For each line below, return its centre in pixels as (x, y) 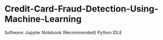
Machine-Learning (43, 19)
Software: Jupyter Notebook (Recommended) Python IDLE (63, 32)
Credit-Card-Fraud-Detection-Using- (81, 9)
